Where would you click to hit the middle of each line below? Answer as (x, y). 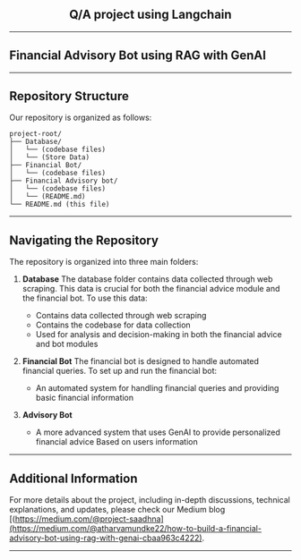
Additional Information (73, 478)
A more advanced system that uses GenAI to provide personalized (158, 432)
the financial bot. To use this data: (85, 298)
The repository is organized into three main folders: (104, 262)
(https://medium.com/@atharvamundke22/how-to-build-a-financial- (136, 529)
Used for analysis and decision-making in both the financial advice (159, 335)
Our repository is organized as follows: (81, 118)
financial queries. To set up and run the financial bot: (120, 371)
